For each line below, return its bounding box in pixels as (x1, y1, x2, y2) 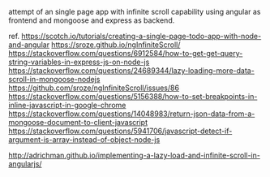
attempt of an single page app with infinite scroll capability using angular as (8, 7, 261, 16)
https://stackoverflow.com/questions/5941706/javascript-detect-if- (8, 126, 233, 136)
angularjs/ (8, 159, 42, 169)
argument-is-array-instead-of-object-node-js (8, 135, 161, 145)
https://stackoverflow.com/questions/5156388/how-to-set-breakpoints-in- (8, 92, 258, 101)
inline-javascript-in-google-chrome (8, 101, 126, 110)
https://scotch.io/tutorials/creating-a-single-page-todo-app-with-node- (21, 32, 262, 41)
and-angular (8, 40, 50, 50)
